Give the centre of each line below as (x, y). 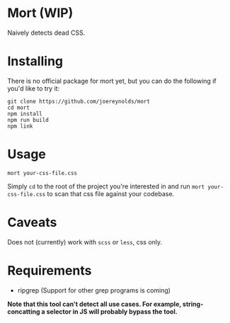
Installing (35, 61)
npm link (20, 126)
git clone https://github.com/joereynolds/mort (79, 101)
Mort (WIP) (40, 13)
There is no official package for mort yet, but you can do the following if (112, 81)
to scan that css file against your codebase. (111, 193)
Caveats (32, 222)
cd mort (19, 108)
